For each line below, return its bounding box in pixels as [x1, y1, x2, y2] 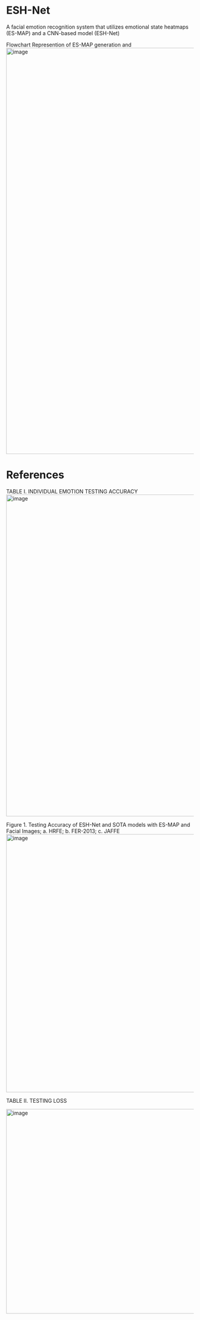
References [6, 468, 64, 482]
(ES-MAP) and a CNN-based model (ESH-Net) [6, 29, 120, 36]
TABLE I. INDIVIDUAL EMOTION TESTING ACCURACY [6, 487, 138, 495]
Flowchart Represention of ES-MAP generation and [6, 41, 132, 48]
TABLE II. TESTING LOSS [6, 1097, 67, 1104]
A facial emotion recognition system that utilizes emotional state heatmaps [6, 23, 189, 30]
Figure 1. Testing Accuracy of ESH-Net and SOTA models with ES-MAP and [6, 821, 190, 828]
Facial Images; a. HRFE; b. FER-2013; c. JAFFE [6, 827, 120, 834]
